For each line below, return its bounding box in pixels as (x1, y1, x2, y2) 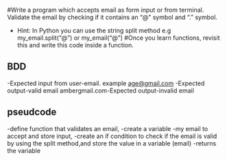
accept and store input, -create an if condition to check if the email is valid (7, 132, 217, 140)
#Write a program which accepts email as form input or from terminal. (7, 6, 204, 14)
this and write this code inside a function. (16, 41, 134, 49)
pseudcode (7, 106, 57, 118)
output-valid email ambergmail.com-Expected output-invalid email (7, 86, 194, 95)
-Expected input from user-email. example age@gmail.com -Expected (7, 79, 205, 87)
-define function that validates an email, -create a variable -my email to (7, 124, 208, 133)
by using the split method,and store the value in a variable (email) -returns (7, 139, 217, 147)
